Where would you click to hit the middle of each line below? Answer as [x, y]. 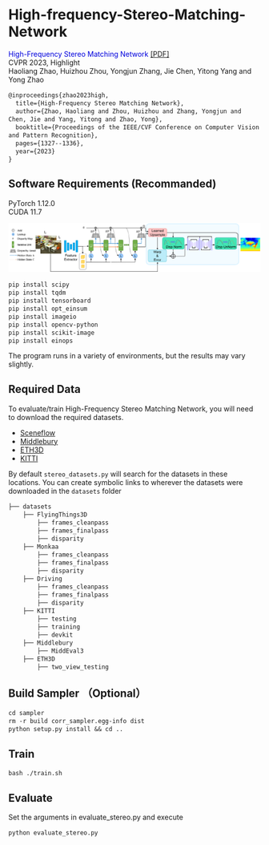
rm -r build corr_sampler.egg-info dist [77, 722]
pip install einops [41, 341]
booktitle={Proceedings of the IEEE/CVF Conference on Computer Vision [138, 127]
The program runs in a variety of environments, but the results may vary [127, 355]
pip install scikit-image [51, 333]
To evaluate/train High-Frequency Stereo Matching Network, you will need [131, 408]
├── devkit [55, 635]
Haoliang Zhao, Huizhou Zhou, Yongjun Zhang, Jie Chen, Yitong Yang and [130, 71]
